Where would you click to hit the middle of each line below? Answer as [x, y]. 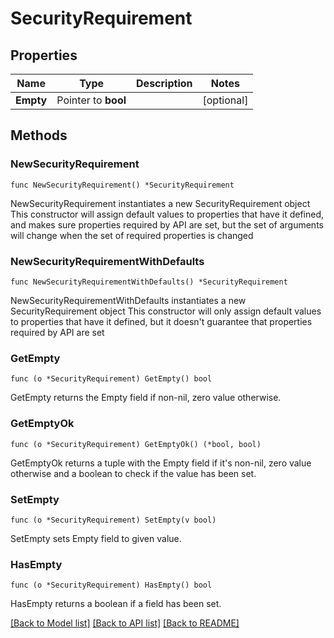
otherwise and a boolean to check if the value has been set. [133, 473]
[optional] [225, 100]
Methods [39, 135]
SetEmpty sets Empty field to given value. [96, 538]
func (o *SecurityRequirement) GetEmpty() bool [111, 379]
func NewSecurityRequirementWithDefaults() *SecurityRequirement [149, 282]
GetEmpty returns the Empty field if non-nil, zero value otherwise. [146, 398]
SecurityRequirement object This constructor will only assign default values [166, 311]
